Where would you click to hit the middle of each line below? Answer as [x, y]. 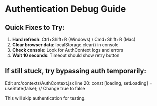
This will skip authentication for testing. [45, 98]
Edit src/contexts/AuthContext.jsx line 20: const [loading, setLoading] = [78, 83]
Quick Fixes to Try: [35, 28]
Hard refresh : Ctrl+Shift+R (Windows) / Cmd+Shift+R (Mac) [74, 39]
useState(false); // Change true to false [45, 88]
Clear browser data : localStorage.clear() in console [65, 45]
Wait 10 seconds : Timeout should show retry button [66, 55]
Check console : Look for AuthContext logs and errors [68, 50]
